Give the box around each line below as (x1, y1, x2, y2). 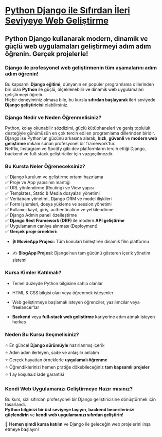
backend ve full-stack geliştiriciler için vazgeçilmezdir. (5, 151, 114, 157)
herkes (12, 319, 26, 325)
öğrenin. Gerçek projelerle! (5, 50, 89, 58)
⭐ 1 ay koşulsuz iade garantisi (5, 371, 64, 377)
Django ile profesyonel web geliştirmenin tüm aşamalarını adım (5, 64, 157, 71)
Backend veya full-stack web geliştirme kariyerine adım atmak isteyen (12, 314, 155, 319)
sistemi (12, 257, 27, 263)
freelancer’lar (12, 304, 39, 310)
